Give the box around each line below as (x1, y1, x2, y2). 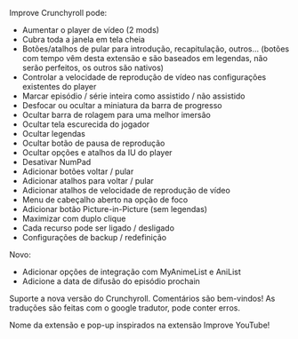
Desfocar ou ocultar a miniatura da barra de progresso (21, 100, 222, 110)
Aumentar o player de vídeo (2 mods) (21, 25, 160, 35)
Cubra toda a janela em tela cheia (21, 35, 145, 44)
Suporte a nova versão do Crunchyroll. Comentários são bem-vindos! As (9, 293, 276, 304)
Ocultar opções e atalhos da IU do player (21, 147, 173, 158)
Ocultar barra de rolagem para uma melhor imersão (21, 110, 211, 120)
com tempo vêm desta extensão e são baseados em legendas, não (21, 53, 269, 63)
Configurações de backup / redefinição (21, 233, 167, 242)
